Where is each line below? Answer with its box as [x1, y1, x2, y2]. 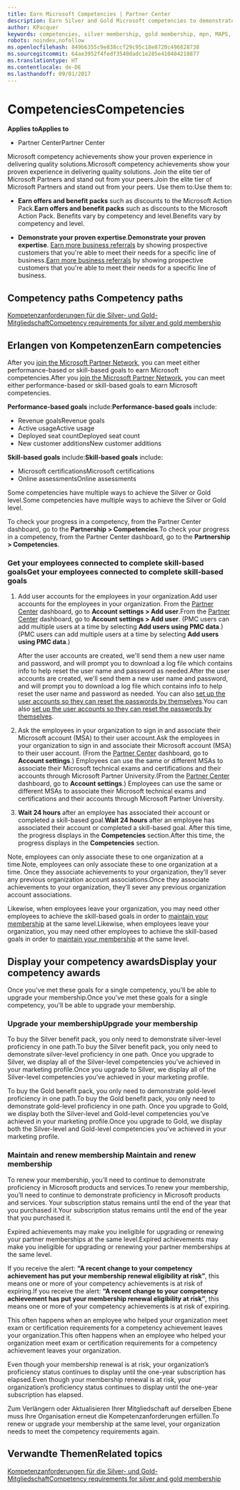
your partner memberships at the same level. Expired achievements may [7, 1235, 219, 1243]
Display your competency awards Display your [7, 955, 217, 967]
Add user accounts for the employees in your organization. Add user [17, 592, 218, 601]
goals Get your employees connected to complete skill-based [7, 566, 224, 576]
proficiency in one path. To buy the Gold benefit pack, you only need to [7, 1095, 216, 1103]
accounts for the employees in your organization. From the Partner [17, 600, 214, 608]
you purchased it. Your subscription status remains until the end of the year [7, 1205, 227, 1214]
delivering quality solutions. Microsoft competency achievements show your [7, 160, 230, 169]
